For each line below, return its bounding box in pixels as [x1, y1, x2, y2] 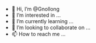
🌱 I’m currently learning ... [11, 18, 74, 24]
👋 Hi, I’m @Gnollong [11, 6, 60, 12]
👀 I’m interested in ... [11, 12, 61, 19]
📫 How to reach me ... [11, 31, 66, 37]
